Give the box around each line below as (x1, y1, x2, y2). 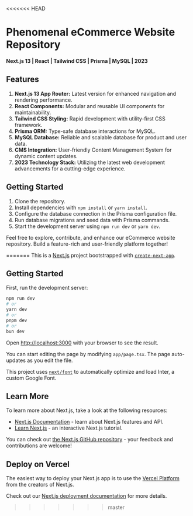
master (108, 504, 125, 511)
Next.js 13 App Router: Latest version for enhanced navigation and (14, 90, 177, 97)
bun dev (6, 329, 25, 334)
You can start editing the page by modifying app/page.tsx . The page (6, 350, 171, 357)
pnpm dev (6, 317, 27, 323)
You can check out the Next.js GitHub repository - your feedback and (6, 436, 174, 443)
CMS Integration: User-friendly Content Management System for (14, 146, 172, 153)
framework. (14, 121, 43, 128)
